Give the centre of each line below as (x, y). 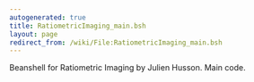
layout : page (34, 34)
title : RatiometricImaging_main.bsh (78, 26)
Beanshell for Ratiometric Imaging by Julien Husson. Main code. (127, 68)
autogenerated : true (48, 17)
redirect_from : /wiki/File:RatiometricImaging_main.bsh (116, 42)
